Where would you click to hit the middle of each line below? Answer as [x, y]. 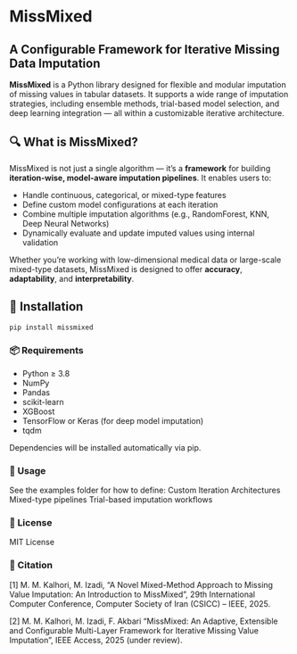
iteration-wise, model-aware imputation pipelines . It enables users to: [140, 178]
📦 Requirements [47, 351]
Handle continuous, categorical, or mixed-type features [124, 195]
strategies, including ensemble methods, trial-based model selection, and [144, 103]
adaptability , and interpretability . [72, 278]
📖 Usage [28, 470]
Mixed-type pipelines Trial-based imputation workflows [111, 500]
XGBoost [38, 411]
